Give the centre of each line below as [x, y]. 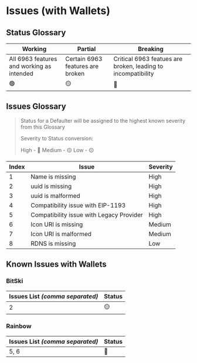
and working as [30, 66]
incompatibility [134, 73]
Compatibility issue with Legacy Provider [87, 214]
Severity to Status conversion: [57, 138]
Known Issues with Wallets [56, 265]
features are [82, 66]
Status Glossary [36, 33]
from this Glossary [43, 127]
